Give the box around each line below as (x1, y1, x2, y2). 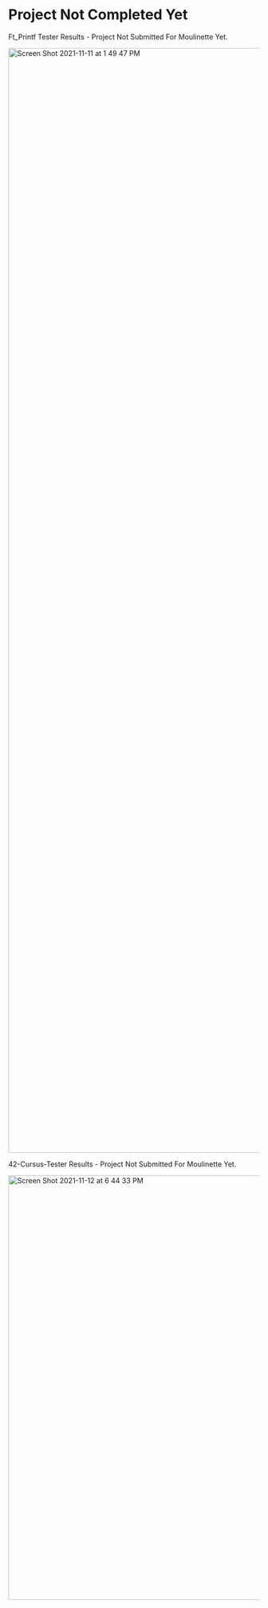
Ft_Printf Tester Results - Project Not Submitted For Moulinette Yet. (8, 32, 229, 42)
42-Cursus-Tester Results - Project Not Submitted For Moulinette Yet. (8, 1159, 237, 1169)
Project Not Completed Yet (8, 6, 188, 24)
